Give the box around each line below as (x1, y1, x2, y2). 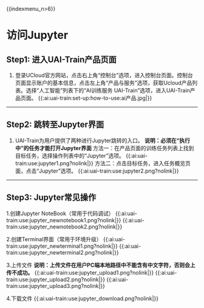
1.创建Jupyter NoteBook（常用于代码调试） (6, 210, 114, 217)
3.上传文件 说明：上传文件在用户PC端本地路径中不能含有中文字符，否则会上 (6, 261, 195, 269)
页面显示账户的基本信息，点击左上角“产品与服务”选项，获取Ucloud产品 (15, 79, 192, 86)
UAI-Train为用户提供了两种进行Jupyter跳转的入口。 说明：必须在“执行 (15, 137, 190, 144)
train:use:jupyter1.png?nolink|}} (15, 159, 94, 166)
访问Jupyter (6, 29, 69, 42)
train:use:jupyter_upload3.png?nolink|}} (6, 282, 105, 289)
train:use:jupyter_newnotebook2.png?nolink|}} (6, 223, 123, 230)
